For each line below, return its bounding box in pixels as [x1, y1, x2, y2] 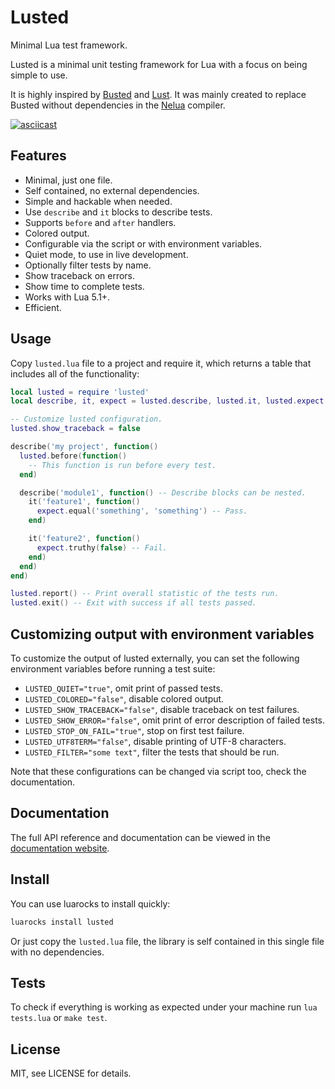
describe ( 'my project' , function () [10, 442, 159, 452]
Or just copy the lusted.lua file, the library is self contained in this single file [10, 935, 325, 947]
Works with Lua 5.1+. [24, 291, 111, 303]
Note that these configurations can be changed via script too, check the [10, 766, 307, 777]
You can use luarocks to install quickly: [10, 897, 171, 910]
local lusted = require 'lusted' [10, 387, 150, 397]
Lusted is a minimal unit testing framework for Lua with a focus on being [10, 58, 308, 70]
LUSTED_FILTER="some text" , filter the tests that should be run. [24, 746, 280, 758]
